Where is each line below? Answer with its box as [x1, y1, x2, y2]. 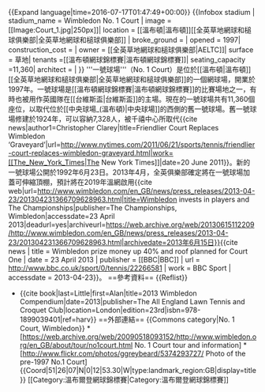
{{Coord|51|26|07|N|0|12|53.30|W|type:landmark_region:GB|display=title [19, 366, 256, 375]
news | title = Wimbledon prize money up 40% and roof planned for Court [8, 247, 248, 256]
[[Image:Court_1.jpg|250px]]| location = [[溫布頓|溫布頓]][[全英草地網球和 [8, 25, 244, 35]
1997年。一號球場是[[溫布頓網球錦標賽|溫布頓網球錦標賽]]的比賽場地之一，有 [8, 85, 257, 94]
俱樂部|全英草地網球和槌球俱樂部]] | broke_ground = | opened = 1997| [14, 36, 241, 44]
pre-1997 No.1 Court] [19, 357, 88, 367]
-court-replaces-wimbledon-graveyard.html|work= [8, 149, 174, 157]
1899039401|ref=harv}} [19, 315, 97, 324]
